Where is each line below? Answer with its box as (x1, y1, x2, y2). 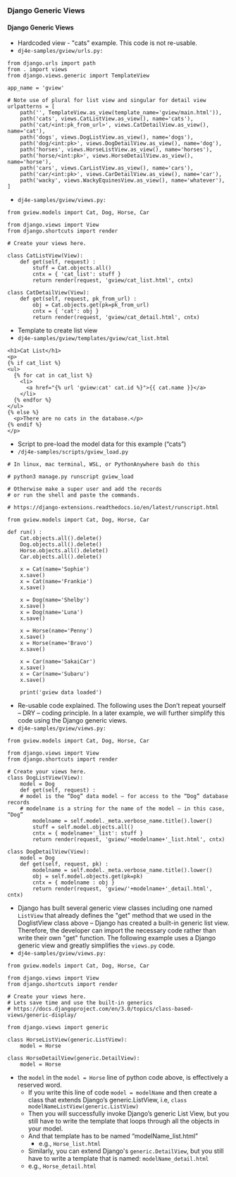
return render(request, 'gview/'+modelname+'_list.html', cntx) (32, 836, 225, 843)
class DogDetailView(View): (7, 848, 90, 856)
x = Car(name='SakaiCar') (20, 658, 97, 666)
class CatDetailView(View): (7, 289, 90, 297)
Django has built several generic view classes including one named (17, 904, 213, 912)
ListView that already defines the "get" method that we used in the (17, 911, 211, 920)
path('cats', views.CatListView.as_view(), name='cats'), (20, 116, 194, 123)
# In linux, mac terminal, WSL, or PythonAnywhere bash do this (7, 461, 200, 468)
